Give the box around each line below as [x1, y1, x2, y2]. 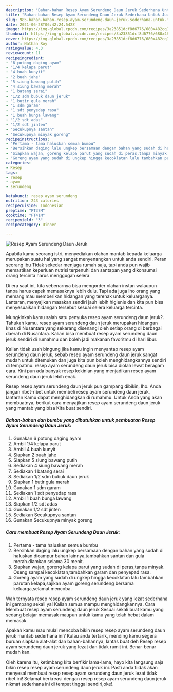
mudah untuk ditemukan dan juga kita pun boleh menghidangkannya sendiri [6, 357, 166, 363]
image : [6, 27, 20, 32]
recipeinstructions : [6, 137, 50, 142]
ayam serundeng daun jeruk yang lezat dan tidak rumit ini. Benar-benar [6, 644, 157, 650]
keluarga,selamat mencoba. [13, 586, 72, 592]
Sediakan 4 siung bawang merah [13, 463, 83, 469]
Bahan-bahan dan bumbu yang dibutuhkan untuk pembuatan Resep [6, 417, 156, 423]
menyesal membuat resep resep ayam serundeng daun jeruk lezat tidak [6, 670, 157, 676]
